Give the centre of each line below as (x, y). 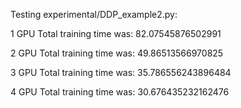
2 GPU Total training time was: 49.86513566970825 (117, 53)
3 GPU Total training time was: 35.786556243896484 (121, 72)
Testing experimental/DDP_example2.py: (94, 14)
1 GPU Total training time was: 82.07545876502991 (116, 33)
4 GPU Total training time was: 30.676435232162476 (120, 92)
